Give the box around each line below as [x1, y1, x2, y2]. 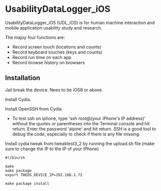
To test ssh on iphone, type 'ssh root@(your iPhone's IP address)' [12, 115, 146, 121]
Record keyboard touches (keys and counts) [12, 49, 102, 55]
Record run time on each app [12, 54, 71, 60]
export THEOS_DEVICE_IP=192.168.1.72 [5, 172, 83, 177]
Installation [5, 74, 40, 82]
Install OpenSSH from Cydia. [5, 106, 63, 111]
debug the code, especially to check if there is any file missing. [12, 131, 140, 137]
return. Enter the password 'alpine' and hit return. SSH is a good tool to [12, 126, 157, 132]
